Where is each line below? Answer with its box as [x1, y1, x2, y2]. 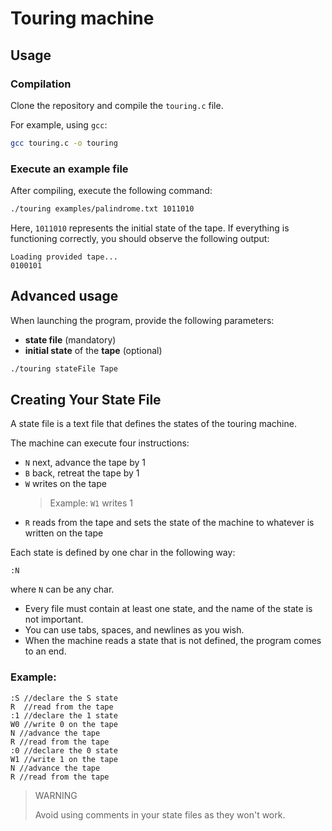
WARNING [34, 789, 78, 801]
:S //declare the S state [10, 693, 118, 703]
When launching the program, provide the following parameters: [10, 314, 275, 326]
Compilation [10, 77, 72, 91]
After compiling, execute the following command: [10, 185, 213, 197]
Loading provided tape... [10, 252, 118, 262]
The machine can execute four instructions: [10, 437, 190, 449]
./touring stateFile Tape [10, 363, 118, 374]
